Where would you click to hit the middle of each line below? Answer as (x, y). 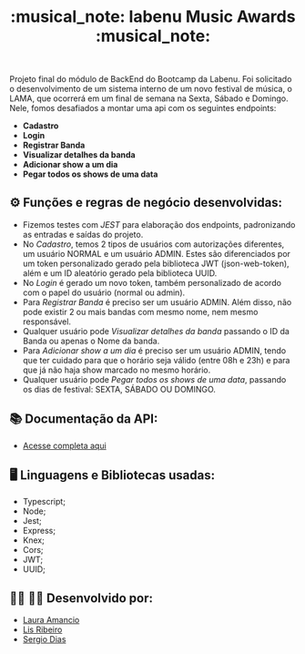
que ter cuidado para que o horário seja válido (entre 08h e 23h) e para (156, 360)
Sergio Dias (44, 639)
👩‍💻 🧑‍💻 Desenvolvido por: (81, 598)
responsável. (46, 322)
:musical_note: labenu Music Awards (153, 17)
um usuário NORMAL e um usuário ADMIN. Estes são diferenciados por (157, 253)
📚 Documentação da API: (84, 419)
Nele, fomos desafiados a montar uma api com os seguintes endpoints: (143, 107)
